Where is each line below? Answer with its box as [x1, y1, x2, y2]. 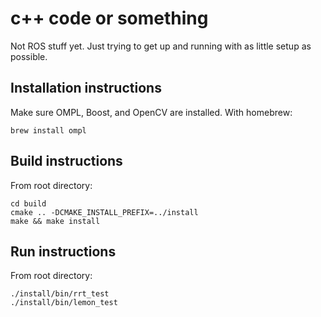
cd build [10, 198, 47, 209]
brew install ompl [10, 125, 87, 136]
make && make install [10, 216, 101, 226]
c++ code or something [10, 7, 209, 30]
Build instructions [10, 153, 123, 170]
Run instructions [10, 243, 117, 260]
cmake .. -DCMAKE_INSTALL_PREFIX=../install [10, 207, 199, 217]
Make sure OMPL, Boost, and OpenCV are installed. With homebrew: [10, 106, 293, 118]
